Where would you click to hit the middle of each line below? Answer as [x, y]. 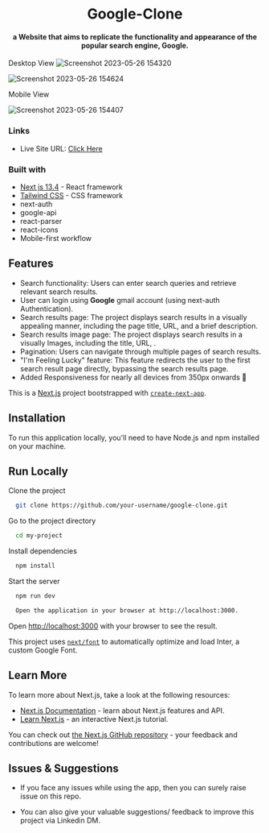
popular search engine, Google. [135, 45]
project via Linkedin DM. [60, 821]
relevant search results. [59, 292]
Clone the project [37, 491]
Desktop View [31, 63]
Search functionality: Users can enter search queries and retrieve [128, 283]
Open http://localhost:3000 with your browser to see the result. [113, 626]
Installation [37, 419]
